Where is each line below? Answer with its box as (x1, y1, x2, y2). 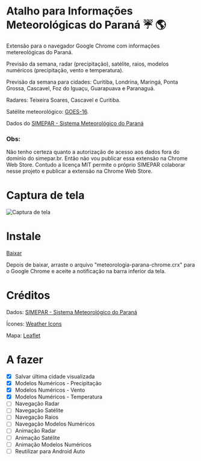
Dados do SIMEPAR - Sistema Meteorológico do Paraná (6, 119, 144, 127)
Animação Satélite (14, 434, 60, 441)
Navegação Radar (14, 400, 60, 407)
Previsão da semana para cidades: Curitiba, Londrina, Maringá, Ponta (6, 78, 179, 85)
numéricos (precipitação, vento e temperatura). (6, 66, 124, 73)
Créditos (6, 289, 51, 302)
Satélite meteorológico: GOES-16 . (6, 108, 89, 115)
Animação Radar (14, 427, 57, 435)
